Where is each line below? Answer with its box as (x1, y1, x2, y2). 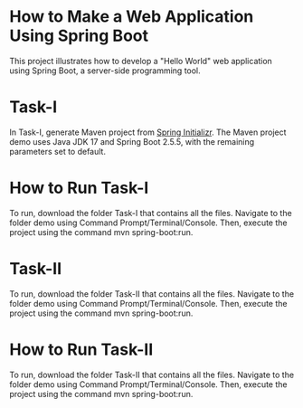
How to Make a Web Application (9, 6, 254, 27)
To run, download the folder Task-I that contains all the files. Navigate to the (9, 207, 292, 218)
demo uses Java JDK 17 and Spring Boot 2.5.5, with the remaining (9, 136, 255, 147)
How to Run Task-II (9, 339, 154, 359)
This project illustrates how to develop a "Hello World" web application (9, 55, 273, 66)
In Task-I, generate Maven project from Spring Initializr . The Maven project (9, 127, 287, 138)
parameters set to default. (9, 146, 107, 157)
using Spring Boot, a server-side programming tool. (9, 65, 201, 76)
